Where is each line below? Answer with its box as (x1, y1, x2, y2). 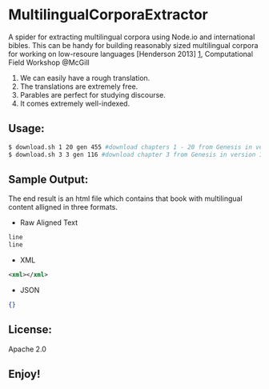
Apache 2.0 (8, 344, 46, 354)
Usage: (8, 122, 46, 135)
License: (8, 323, 52, 337)
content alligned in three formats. (8, 203, 118, 212)
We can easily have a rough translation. (19, 73, 151, 82)
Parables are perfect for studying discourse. (19, 90, 167, 99)
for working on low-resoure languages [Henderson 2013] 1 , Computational (8, 49, 254, 58)
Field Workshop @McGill (8, 58, 90, 67)
